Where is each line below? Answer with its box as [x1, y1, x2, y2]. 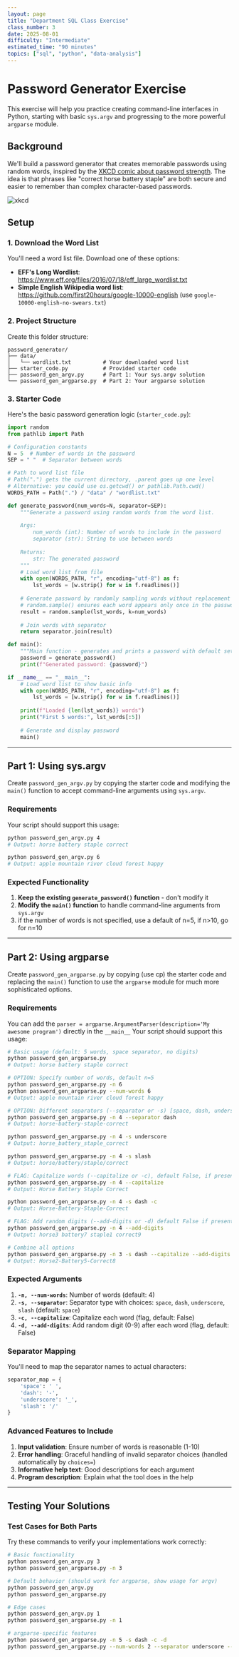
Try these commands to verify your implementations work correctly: [7, 1538, 207, 1546]
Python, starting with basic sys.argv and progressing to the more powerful [7, 112, 226, 121]
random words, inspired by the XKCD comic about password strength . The [7, 167, 226, 175]
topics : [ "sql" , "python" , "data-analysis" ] [7, 51, 142, 58]
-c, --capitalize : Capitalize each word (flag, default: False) [17, 1313, 195, 1322]
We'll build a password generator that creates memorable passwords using [7, 159, 228, 168]
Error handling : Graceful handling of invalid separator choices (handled [17, 1449, 228, 1459]
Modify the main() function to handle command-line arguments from [17, 901, 221, 909]
